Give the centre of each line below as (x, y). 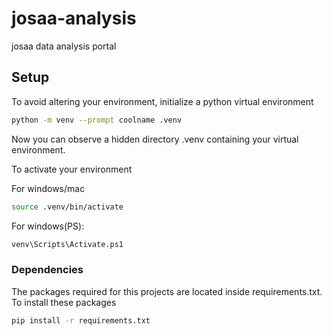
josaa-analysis (74, 18)
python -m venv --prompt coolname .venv (97, 120)
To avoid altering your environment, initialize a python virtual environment (162, 101)
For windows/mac (48, 188)
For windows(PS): (48, 226)
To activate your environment (72, 169)
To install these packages (64, 302)
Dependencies (47, 270)
